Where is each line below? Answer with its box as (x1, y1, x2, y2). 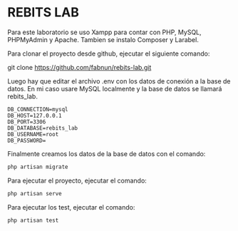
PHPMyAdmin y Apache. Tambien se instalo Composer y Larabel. (7, 35, 200, 43)
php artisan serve (7, 190, 62, 197)
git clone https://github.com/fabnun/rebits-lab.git (7, 63, 152, 71)
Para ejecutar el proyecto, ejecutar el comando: (7, 176, 148, 185)
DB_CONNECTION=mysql (7, 106, 69, 113)
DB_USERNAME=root (7, 130, 59, 138)
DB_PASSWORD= (7, 137, 46, 144)
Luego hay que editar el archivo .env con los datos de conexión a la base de (7, 76, 231, 86)
